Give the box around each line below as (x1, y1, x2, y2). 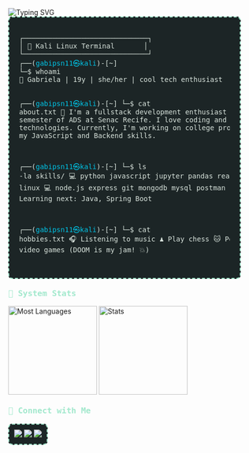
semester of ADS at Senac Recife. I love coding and (19, 116, 227, 124)
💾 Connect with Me (8, 406, 91, 416)
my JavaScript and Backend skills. (19, 132, 157, 140)
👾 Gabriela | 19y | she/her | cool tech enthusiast (19, 75, 223, 84)
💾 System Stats (8, 288, 76, 299)
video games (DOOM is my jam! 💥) (19, 246, 150, 254)
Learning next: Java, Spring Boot (19, 195, 152, 203)
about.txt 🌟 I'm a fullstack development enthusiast (19, 108, 227, 117)
